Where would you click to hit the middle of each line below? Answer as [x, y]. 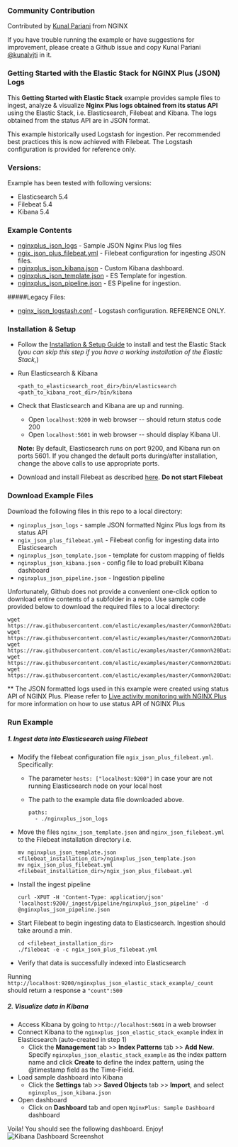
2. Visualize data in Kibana [48, 1006]
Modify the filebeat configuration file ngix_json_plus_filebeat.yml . [115, 757]
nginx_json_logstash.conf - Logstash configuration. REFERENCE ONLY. [121, 311]
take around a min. [45, 930]
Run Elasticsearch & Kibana [57, 373]
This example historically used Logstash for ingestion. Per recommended [114, 134]
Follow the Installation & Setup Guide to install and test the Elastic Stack [122, 345]
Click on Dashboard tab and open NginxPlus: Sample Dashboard [121, 1107]
